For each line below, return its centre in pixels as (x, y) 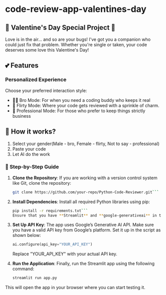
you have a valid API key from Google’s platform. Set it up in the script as (86, 230)
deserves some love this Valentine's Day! (47, 50)
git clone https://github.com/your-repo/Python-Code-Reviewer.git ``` (86, 192)
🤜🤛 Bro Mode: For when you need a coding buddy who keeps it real (81, 100)
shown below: (27, 235)
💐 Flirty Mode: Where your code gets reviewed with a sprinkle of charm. (86, 105)
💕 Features (22, 66)
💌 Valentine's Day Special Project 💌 (60, 28)
